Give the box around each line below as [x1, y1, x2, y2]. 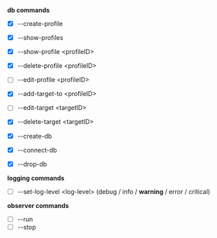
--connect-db [17, 146, 57, 154]
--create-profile [17, 20, 63, 27]
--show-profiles [17, 34, 63, 42]
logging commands [7, 174, 65, 182]
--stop [17, 223, 36, 231]
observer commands [7, 201, 69, 209]
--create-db [17, 132, 52, 140]
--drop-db [17, 160, 47, 168]
